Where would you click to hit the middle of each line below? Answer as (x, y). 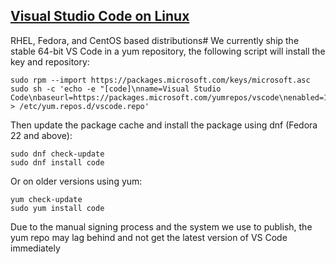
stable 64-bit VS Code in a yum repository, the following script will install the (168, 51)
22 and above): (41, 135)
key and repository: (50, 61)
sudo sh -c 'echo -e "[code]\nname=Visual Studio (116, 89)
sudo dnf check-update (57, 154)
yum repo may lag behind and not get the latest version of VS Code (149, 237)
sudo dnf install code (57, 162)
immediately (35, 248)
